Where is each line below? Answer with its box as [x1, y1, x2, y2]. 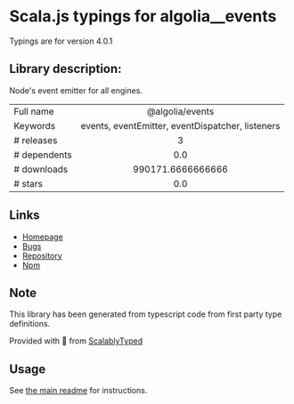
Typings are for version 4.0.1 [9, 36, 113, 46]
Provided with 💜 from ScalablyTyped [9, 335, 143, 346]
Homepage [21, 231, 64, 242]
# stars [13, 177, 43, 190]
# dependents [13, 149, 73, 161]
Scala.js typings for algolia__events [9, 6, 277, 27]
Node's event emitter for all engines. [9, 85, 143, 95]
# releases [13, 133, 58, 146]
